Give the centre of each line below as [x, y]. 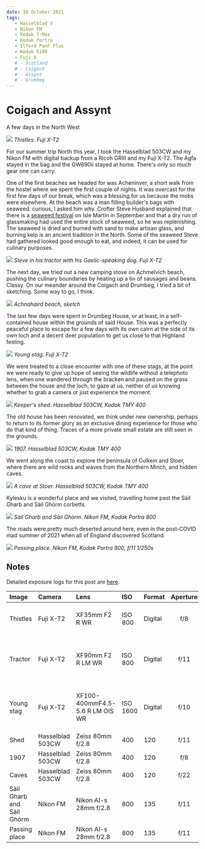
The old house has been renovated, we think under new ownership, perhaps [102, 417]
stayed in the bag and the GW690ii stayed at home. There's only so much [99, 165]
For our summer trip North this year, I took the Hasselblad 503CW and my [99, 152]
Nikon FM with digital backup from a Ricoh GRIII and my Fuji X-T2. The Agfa [101, 158]
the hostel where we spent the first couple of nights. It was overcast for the [101, 189]
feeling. [16, 342]
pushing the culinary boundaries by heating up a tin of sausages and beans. [102, 279]
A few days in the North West [43, 127]
